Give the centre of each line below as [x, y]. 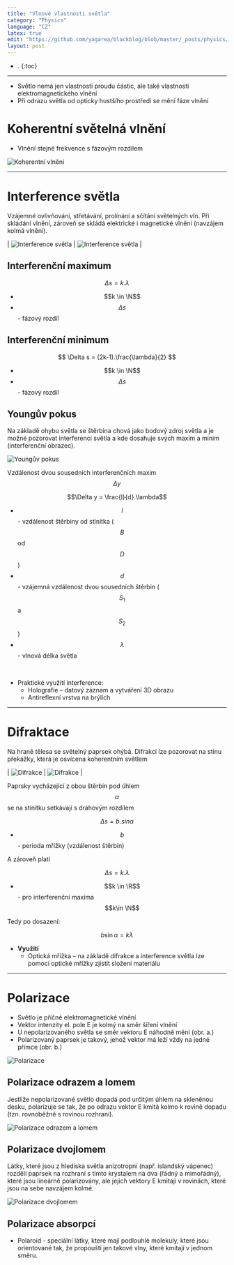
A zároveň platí [29, 859]
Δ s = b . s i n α [117, 821]
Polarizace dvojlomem [57, 1149]
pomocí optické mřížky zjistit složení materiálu [94, 963]
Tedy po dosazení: [34, 921]
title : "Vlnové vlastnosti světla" [59, 14]
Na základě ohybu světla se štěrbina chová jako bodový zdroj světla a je [111, 431]
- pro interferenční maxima [56, 897]
